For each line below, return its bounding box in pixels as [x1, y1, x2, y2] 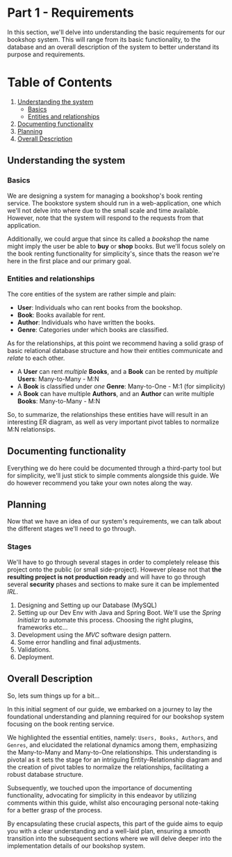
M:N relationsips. [7, 425, 56, 433]
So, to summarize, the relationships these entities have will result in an [7, 410, 208, 418]
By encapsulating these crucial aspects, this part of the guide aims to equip [7, 819, 224, 828]
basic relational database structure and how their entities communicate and [7, 346, 224, 354]
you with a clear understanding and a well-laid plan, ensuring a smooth [7, 826, 210, 835]
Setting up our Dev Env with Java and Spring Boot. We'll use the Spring [17, 608, 222, 617]
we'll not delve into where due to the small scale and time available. [7, 206, 200, 214]
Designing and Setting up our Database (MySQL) [17, 601, 158, 609]
